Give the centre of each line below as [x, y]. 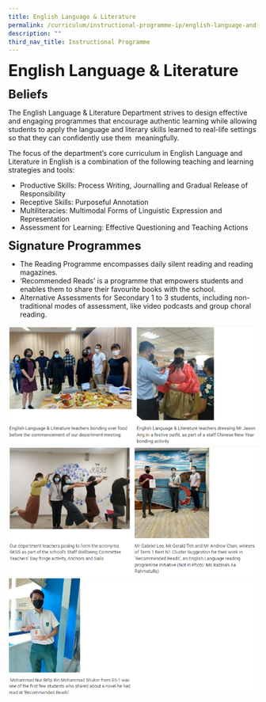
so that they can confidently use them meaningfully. [94, 138]
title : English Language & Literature [72, 17]
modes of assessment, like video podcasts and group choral [153, 306]
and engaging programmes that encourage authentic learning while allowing [133, 121]
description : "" [35, 33]
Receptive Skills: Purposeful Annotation [84, 203]
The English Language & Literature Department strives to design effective [128, 113]
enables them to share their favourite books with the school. [118, 290]
